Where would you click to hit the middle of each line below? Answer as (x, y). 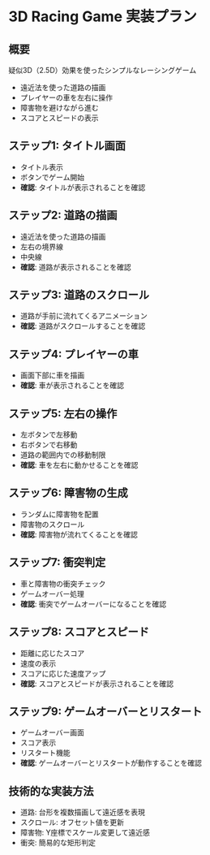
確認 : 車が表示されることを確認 (72, 386)
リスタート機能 (45, 753)
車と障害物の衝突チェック (63, 583)
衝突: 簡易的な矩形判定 (58, 843)
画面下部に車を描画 (52, 375)
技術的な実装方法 (51, 791)
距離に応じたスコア (52, 653)
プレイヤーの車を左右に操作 (66, 97)
